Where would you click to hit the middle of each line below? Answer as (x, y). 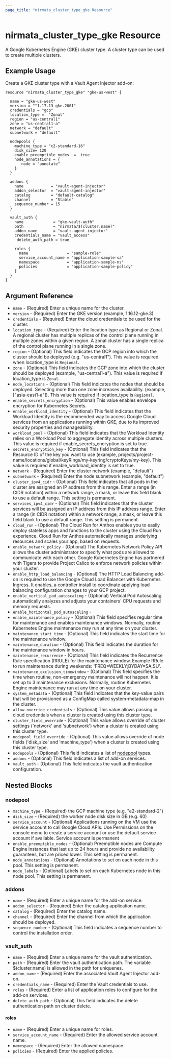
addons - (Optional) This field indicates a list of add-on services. (79, 758)
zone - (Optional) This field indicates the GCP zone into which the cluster (89, 368)
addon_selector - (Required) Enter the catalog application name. (80, 906)
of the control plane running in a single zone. (60, 346)
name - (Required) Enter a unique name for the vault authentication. (82, 957)
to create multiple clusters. (33, 55)
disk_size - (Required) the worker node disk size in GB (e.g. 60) (80, 816)
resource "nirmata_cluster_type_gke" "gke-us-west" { (64, 92)
